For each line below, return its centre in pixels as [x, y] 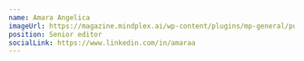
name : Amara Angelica [49, 17]
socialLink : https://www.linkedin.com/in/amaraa [102, 43]
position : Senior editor [55, 34]
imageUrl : [27, 26]
